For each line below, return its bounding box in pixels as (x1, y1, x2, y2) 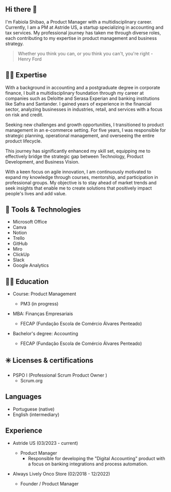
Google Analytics (12, 262, 49, 269)
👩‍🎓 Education (5, 277, 49, 286)
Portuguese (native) (12, 406, 55, 412)
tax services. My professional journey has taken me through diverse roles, (5, 29, 161, 36)
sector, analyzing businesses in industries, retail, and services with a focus (5, 106, 162, 112)
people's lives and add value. (5, 190, 67, 196)
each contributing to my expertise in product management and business (5, 35, 157, 41)
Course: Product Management (12, 291, 77, 297)
